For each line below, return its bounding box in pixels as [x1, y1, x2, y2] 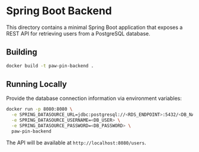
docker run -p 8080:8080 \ [6, 106, 73, 112]
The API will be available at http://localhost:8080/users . [6, 139, 146, 146]
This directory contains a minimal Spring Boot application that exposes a [6, 24, 183, 31]
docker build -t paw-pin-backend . [6, 63, 94, 69]
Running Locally [6, 79, 67, 89]
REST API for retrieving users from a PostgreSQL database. [6, 30, 151, 37]
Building [6, 47, 37, 57]
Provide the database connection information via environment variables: [6, 95, 182, 102]
